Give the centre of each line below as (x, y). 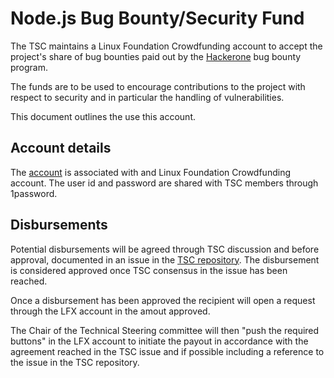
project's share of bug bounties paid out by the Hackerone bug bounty (156, 56)
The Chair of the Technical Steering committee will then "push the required (165, 330)
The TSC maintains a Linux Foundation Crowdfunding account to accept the (166, 46)
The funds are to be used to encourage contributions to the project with (158, 86)
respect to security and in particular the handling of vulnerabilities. (147, 97)
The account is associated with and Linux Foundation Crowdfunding (150, 172)
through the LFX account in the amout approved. (110, 311)
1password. (34, 193)
